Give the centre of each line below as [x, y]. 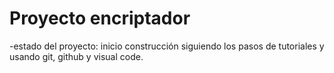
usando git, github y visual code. [76, 56]
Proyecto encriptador [100, 18]
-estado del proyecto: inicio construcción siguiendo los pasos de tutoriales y [167, 46]
